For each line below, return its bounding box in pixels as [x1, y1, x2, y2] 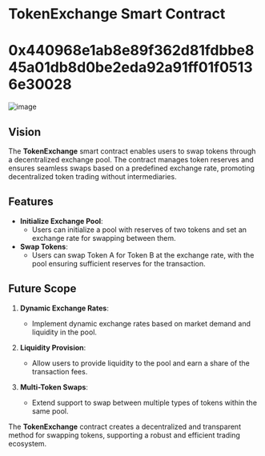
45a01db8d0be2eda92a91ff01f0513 [8, 58, 254, 77]
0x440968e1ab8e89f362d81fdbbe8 [8, 42, 255, 60]
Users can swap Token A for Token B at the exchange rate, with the [31, 250, 255, 260]
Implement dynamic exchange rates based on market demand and [31, 318, 251, 328]
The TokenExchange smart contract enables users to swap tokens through [8, 146, 256, 156]
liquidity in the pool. [31, 327, 98, 337]
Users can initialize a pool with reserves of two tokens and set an [31, 225, 247, 234]
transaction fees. [31, 366, 88, 376]
